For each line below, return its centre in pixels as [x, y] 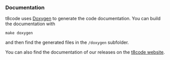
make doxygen [19, 33]
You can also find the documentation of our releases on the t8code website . [85, 52]
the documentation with [30, 24]
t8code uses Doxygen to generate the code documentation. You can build [83, 19]
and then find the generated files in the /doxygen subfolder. [67, 42]
